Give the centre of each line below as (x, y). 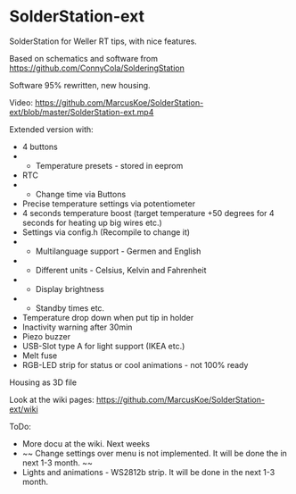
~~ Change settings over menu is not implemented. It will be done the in (155, 453)
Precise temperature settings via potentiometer (109, 204)
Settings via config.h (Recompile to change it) (106, 232)
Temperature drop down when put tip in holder (108, 317)
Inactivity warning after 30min (77, 327)
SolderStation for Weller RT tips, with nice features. (103, 41)
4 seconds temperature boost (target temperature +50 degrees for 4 (148, 213)
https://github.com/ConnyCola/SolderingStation (97, 68)
